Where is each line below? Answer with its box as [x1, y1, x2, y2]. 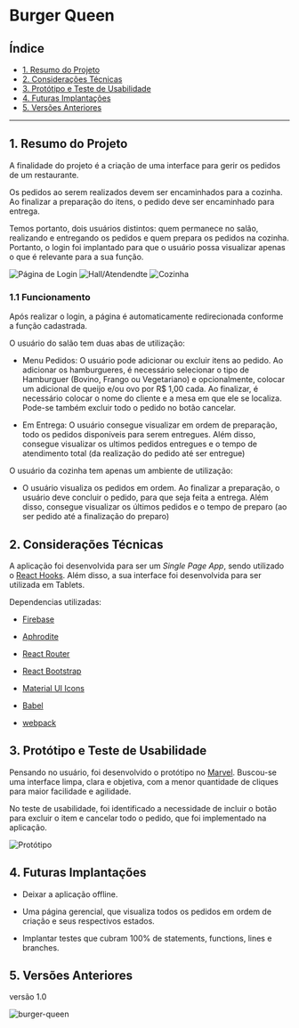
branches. [21, 942, 60, 953]
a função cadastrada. [9, 321, 87, 331]
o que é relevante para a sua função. [9, 251, 144, 262]
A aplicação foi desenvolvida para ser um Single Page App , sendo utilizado [9, 560, 285, 571]
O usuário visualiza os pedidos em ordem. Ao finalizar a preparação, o [21, 483, 280, 494]
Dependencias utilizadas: [9, 596, 102, 607]
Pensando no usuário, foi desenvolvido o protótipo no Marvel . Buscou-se [9, 767, 278, 778]
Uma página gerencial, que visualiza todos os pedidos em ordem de [21, 906, 272, 917]
